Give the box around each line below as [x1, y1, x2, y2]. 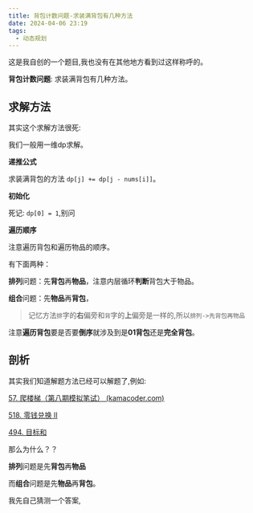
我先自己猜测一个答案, [8, 495, 82, 505]
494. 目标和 [8, 427, 47, 437]
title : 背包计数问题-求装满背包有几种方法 [8, 11, 133, 20]
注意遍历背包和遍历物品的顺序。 [8, 242, 114, 252]
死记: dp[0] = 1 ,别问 [8, 208, 75, 218]
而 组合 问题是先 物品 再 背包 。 [8, 478, 100, 488]
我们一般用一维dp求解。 [8, 140, 88, 149]
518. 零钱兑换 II [8, 410, 58, 420]
